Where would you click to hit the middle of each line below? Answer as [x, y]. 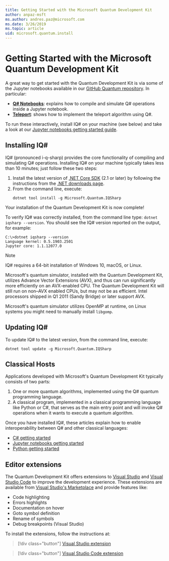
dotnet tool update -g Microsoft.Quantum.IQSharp [59, 349]
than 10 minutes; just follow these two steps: [51, 168]
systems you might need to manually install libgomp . [59, 312]
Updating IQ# [26, 327]
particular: [16, 93]
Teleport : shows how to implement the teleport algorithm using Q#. [82, 114]
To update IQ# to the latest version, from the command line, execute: [77, 339]
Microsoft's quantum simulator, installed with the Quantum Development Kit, [84, 275]
